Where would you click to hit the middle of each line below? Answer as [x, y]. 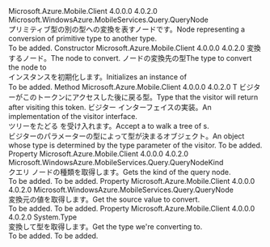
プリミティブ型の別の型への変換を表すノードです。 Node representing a [127, 29]
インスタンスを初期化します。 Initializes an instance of [98, 77]
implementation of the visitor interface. [73, 116]
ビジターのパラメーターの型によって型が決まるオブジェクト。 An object [127, 136]
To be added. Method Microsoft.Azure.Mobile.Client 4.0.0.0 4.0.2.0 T [123, 87]
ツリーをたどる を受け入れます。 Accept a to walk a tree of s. [109, 126]
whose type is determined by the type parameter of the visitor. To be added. [135, 145]
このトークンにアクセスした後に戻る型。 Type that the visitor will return [140, 97]
